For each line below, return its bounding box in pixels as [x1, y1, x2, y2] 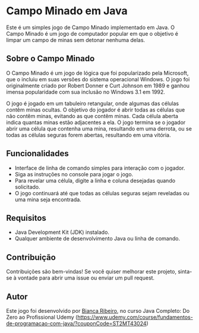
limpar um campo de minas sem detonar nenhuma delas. [6, 36, 146, 43]
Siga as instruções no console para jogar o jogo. [14, 170, 134, 177]
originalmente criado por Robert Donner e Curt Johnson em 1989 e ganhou [6, 82, 190, 89]
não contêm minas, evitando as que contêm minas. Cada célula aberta [6, 112, 178, 119]
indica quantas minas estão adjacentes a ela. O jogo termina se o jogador [6, 119, 186, 126]
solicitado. [14, 183, 40, 191]
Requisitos [6, 213, 46, 223]
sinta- [178, 268, 192, 275]
